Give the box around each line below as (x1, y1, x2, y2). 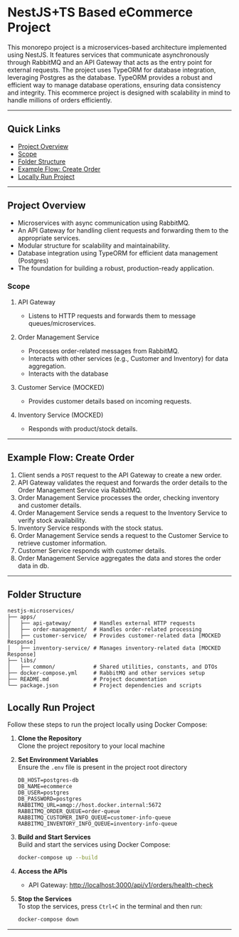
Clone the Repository (17, 734, 82, 743)
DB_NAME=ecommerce (17, 783, 73, 790)
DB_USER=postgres (17, 789, 70, 797)
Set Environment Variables (17, 756, 99, 764)
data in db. (17, 561, 50, 570)
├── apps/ (7, 613, 37, 621)
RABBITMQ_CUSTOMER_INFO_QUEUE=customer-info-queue (17, 814, 171, 822)
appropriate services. (17, 233, 80, 242)
